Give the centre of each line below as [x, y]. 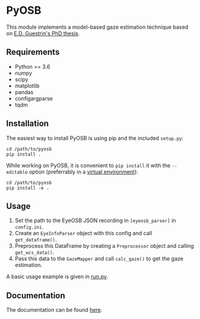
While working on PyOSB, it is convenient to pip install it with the [88, 165]
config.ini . [29, 227]
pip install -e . [28, 188]
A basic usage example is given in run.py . [57, 277]
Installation [27, 124]
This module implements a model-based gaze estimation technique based [97, 27]
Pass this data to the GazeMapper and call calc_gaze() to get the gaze [99, 259]
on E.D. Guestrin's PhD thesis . [43, 33]
